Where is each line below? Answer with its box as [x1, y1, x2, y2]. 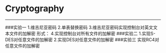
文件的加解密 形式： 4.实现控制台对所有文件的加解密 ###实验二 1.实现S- [9, 30, 156, 36]
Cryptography [5, 3, 64, 14]
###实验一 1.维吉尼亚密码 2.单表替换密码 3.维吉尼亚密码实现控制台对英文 [5, 24, 154, 30]
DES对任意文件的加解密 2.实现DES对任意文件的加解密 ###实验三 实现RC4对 [5, 36, 160, 42]
